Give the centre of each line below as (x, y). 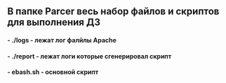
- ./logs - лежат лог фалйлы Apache (62, 40)
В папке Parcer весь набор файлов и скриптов (113, 12)
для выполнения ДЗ (54, 23)
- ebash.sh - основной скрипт (53, 72)
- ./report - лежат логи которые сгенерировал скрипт (89, 56)
